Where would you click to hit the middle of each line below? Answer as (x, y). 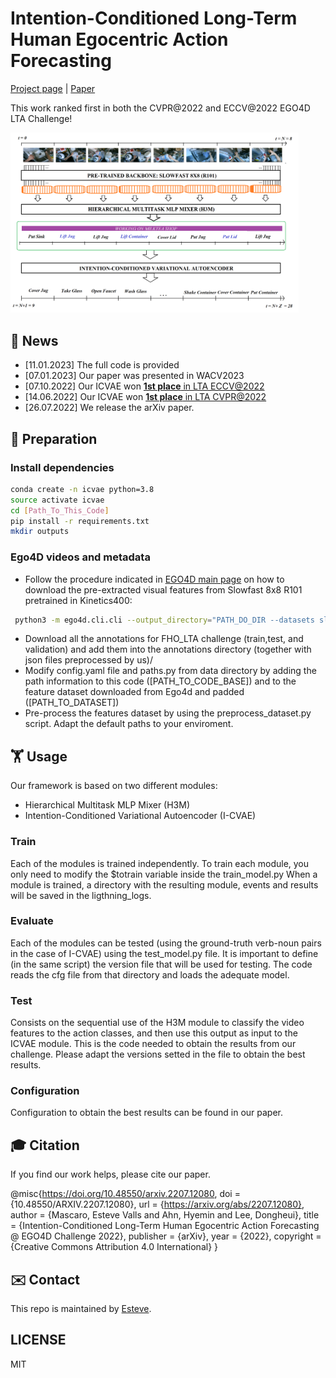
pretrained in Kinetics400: (78, 600)
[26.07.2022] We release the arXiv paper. (109, 408)
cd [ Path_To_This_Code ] (60, 510)
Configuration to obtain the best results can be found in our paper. (147, 1113)
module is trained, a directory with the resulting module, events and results (164, 884)
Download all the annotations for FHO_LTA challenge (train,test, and (164, 639)
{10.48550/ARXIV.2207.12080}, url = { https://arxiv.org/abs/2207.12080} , (157, 1204)
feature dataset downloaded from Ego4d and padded (134, 692)
